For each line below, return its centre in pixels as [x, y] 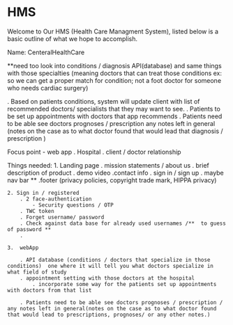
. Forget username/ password [62, 217]
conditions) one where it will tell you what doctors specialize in [111, 266]
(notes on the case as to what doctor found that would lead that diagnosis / [115, 131]
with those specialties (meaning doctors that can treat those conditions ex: [114, 73]
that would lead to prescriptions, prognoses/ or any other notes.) [109, 315]
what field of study [37, 272]
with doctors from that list [50, 290]
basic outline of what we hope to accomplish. [73, 38]
